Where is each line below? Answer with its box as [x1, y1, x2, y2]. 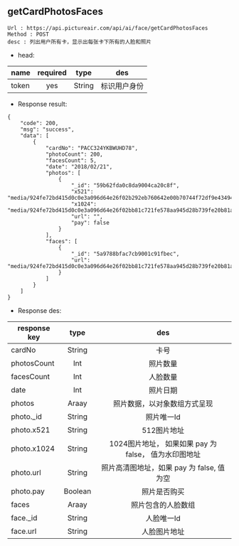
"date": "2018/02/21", [45, 163, 113, 170]
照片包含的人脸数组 [131, 500, 196, 510]
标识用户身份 [100, 81, 144, 91]
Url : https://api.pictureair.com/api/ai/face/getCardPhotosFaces [7, 24, 208, 31]
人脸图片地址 [142, 526, 185, 536]
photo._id [11, 412, 43, 422]
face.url [11, 526, 37, 536]
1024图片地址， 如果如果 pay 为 [109, 439, 218, 449]
